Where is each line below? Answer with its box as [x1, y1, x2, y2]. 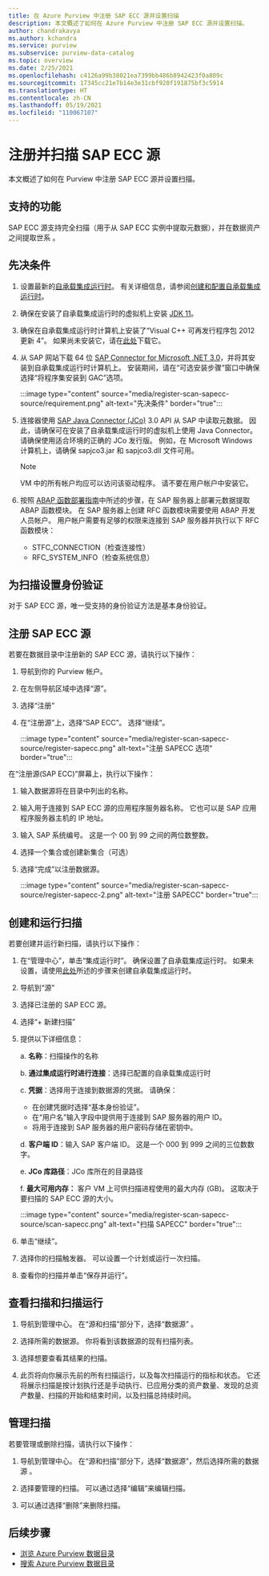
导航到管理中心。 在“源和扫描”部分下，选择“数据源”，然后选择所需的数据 [19, 1456, 259, 1466]
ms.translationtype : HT [8, 86, 88, 95]
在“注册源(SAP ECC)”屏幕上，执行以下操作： [8, 769, 155, 779]
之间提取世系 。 [8, 232, 60, 242]
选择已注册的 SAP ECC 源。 [19, 1000, 111, 1009]
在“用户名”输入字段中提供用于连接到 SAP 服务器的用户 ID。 [31, 1113, 227, 1121]
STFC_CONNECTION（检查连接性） [31, 542, 151, 552]
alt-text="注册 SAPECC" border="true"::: [124, 890, 259, 900]
